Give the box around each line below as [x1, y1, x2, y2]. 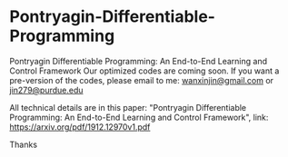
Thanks [9, 139, 38, 150]
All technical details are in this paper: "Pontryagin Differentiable [9, 102, 247, 113]
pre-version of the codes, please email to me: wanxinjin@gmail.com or [9, 74, 274, 85]
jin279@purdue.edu [9, 84, 84, 95]
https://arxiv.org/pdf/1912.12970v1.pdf [9, 121, 151, 132]
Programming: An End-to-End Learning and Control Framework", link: [9, 112, 269, 123]
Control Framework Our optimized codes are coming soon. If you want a [9, 65, 280, 76]
